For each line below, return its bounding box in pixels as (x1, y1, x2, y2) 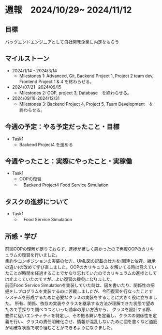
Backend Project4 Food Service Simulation (23, 182, 109, 188)
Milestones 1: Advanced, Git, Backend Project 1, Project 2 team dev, (19, 73, 154, 79)
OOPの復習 (19, 176, 42, 182)
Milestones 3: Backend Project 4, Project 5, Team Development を (19, 101, 154, 107)
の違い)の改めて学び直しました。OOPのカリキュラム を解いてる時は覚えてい (5, 264, 156, 270)
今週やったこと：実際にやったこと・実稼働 (5, 157, 132, 165)
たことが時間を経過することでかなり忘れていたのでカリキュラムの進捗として (5, 270, 157, 276)
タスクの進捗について (5, 197, 69, 206)
